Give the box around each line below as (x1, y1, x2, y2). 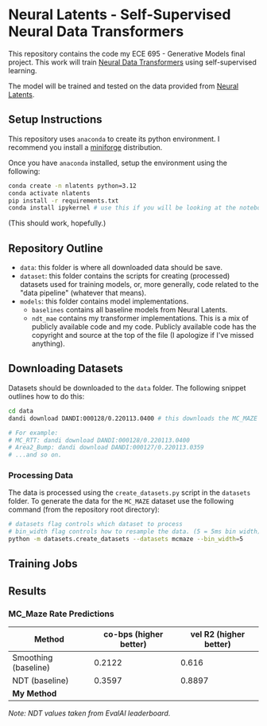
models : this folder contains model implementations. (19, 296, 189, 306)
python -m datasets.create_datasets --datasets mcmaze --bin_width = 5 (8, 536, 244, 544)
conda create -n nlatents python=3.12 (8, 182, 137, 190)
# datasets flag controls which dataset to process (8, 520, 183, 528)
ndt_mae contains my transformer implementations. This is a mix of (31, 313, 249, 324)
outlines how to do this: (8, 391, 85, 401)
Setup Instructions (8, 113, 103, 127)
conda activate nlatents (8, 189, 91, 197)
